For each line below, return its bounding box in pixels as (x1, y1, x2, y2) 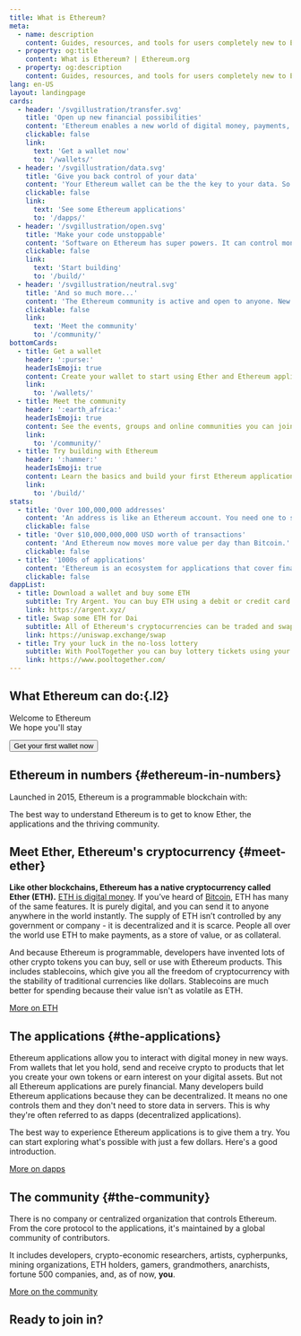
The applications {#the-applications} (9, 1028, 221, 1043)
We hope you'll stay (9, 721, 82, 732)
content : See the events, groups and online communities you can (25, 422, 275, 431)
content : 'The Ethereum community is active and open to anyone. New (25, 297, 291, 306)
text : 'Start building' (32, 264, 123, 273)
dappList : (9, 581, 47, 589)
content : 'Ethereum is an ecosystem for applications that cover (25, 563, 275, 572)
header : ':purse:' (25, 355, 94, 364)
